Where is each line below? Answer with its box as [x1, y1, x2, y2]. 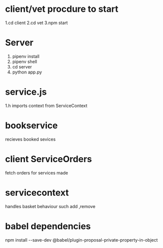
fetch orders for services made [5, 170, 68, 176]
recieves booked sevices [5, 136, 56, 142]
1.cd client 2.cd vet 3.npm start [5, 20, 68, 26]
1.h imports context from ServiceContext [5, 103, 87, 108]
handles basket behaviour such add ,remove [5, 203, 95, 209]
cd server [12, 64, 32, 70]
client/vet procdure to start [5, 3, 119, 15]
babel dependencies [5, 220, 91, 232]
